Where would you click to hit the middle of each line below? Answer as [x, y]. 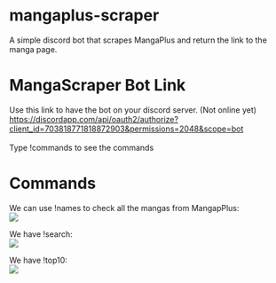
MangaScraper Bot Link [98, 86]
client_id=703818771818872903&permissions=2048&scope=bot [126, 129]
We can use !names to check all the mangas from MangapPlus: [124, 208]
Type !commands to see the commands [82, 147]
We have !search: [41, 234]
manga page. [33, 49]
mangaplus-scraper [84, 16]
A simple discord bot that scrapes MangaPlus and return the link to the [138, 40]
